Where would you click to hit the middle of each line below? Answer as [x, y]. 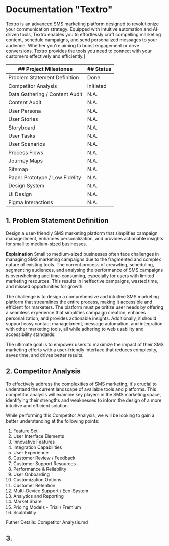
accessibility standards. [31, 334]
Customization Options [37, 479]
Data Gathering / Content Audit [45, 94]
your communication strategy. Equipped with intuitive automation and [79, 29]
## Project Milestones [45, 69]
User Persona [25, 111]
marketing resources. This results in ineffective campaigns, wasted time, [82, 281]
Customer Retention [34, 485]
